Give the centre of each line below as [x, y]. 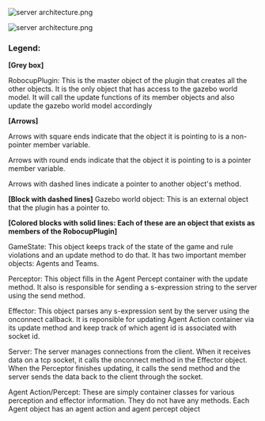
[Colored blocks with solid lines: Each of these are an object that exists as [132, 223]
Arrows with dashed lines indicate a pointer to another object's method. [125, 184]
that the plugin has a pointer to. [59, 208]
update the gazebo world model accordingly [80, 106]
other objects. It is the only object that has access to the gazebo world [123, 89]
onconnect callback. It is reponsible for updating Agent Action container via [131, 320]
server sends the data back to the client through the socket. [106, 377]
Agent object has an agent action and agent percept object [104, 409]
